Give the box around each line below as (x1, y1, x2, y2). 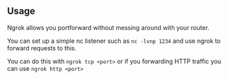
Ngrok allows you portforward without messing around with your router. (7, 23, 209, 31)
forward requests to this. (7, 44, 77, 52)
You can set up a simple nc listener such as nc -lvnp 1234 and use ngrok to (7, 37, 221, 45)
